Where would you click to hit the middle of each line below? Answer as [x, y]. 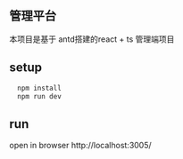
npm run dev [40, 96]
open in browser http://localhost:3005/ [80, 146]
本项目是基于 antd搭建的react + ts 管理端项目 [92, 39]
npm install [40, 88]
